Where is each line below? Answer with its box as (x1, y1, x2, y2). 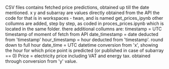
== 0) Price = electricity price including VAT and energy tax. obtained (5, 53, 151, 59)
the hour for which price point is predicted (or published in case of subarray (5, 48, 164, 53)
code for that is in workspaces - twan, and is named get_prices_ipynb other (5, 15, 163, 21)
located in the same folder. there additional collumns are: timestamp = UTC (5, 26, 162, 32)
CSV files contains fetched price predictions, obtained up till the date (5, 5, 150, 10)
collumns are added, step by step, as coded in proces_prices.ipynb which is (5, 20, 164, 26)
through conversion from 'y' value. (5, 58, 78, 64)
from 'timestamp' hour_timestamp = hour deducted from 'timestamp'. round (5, 37, 163, 43)
